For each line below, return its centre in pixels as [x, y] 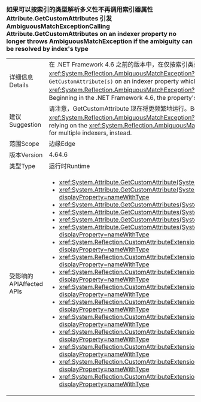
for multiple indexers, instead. [90, 133]
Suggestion [25, 125]
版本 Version [26, 155]
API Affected [26, 284]
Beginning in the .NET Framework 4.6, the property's [123, 98]
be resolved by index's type [47, 48]
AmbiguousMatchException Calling [58, 26]
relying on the [68, 126]
